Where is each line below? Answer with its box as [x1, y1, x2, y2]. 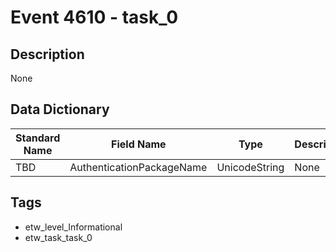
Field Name [111, 137, 167, 151]
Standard [15, 131, 61, 145]
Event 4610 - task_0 [10, 6, 179, 29]
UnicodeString [216, 160, 285, 174]
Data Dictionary [10, 101, 110, 118]
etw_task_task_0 [24, 231, 93, 243]
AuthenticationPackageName [69, 160, 208, 174]
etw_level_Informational [24, 221, 123, 233]
